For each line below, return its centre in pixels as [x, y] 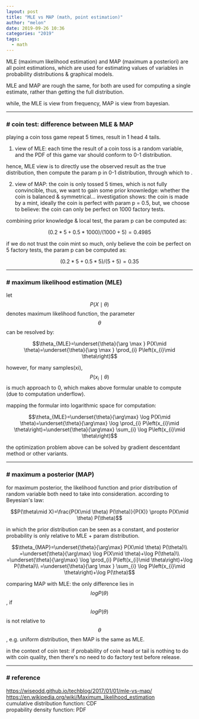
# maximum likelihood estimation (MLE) [64, 283]
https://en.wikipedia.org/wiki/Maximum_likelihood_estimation [81, 697]
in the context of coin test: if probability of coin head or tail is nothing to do [97, 651]
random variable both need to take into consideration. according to [88, 494]
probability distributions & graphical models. [60, 74]
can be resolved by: [30, 332]
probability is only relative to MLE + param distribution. [73, 535]
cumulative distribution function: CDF [52, 703]
